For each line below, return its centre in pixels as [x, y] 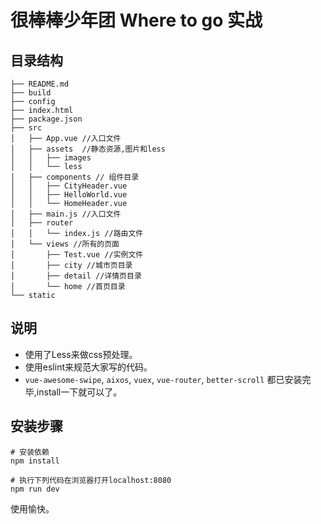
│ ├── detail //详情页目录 [76, 276]
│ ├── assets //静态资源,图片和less [88, 149]
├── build [31, 93]
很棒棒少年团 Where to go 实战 [136, 20]
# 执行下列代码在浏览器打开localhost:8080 [91, 480]
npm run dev [35, 489]
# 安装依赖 [30, 452]
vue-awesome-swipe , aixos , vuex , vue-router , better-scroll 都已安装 [163, 379]
